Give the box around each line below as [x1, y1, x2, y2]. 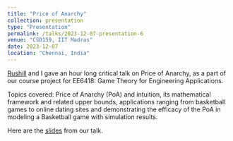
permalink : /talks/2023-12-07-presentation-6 [7, 30, 143, 37]
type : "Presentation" [7, 23, 71, 30]
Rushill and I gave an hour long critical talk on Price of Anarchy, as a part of [7, 68, 226, 78]
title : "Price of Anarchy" [7, 10, 87, 18]
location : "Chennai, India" [7, 50, 90, 57]
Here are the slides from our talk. [7, 126, 104, 135]
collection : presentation [7, 17, 83, 24]
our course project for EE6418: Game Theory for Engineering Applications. [7, 76, 224, 85]
